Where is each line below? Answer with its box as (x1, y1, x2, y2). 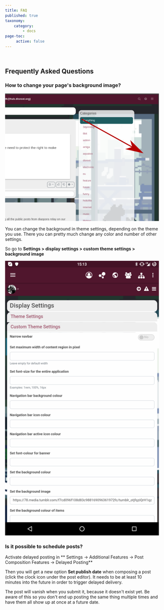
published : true (5, 13, 38, 18)
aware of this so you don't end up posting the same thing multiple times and (5, 594, 158, 600)
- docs (22, 28, 36, 34)
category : (14, 24, 34, 28)
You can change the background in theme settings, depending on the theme (5, 226, 159, 232)
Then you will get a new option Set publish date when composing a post (5, 569, 151, 575)
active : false (16, 39, 45, 44)
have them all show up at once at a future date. (5, 599, 100, 605)
